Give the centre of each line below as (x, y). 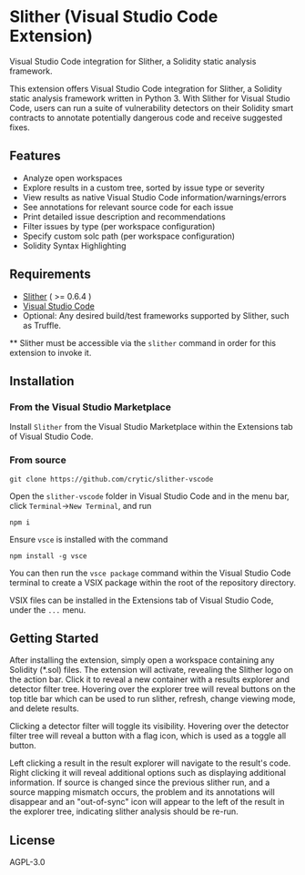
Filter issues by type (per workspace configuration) (119, 226)
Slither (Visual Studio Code (114, 17)
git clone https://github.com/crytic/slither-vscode (112, 479)
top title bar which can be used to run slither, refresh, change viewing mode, (152, 699)
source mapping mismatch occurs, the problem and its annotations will (142, 792)
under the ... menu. (48, 610)
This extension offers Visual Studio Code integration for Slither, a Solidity (146, 88)
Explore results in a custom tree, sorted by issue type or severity (144, 188)
